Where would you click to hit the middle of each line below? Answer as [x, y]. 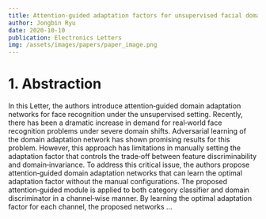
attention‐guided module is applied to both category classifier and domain [129, 190]
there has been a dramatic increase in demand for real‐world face [115, 123]
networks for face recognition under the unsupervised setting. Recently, [125, 115]
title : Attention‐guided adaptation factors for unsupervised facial [125, 15]
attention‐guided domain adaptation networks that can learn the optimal [125, 173]
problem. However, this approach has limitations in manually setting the [125, 148]
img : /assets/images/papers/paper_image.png [83, 45]
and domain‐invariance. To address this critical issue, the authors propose [129, 165]
